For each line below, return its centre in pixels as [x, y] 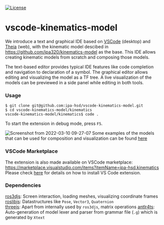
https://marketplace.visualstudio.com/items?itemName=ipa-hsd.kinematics [82, 167]
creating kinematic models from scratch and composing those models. [78, 57]
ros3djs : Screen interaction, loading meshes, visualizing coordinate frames [82, 196]
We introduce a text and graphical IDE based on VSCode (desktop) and [78, 41]
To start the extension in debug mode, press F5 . [54, 123]
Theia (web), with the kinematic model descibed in [57, 47]
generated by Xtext [25, 217]
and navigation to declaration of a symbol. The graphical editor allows [77, 72]
